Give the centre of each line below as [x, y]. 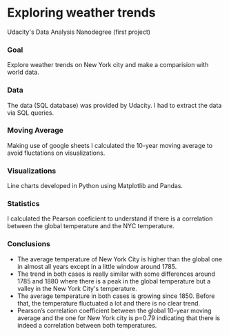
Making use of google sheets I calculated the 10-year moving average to [110, 145]
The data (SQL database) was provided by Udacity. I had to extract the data [114, 105]
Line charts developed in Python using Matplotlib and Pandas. [95, 186]
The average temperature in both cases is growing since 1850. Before [116, 296]
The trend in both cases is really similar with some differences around [116, 274]
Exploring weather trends [82, 13]
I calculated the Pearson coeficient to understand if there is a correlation [110, 218]
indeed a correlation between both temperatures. [87, 325]
